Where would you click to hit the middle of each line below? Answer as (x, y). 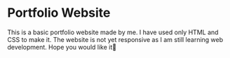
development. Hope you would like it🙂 (62, 47)
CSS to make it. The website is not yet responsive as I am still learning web (115, 39)
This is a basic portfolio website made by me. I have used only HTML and (113, 32)
